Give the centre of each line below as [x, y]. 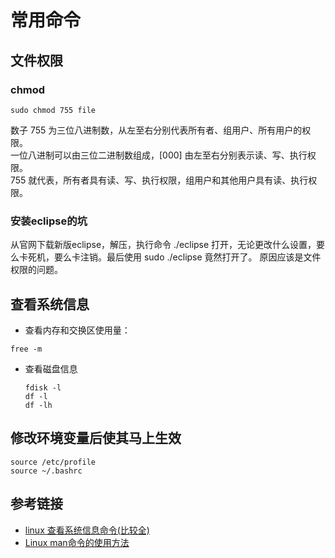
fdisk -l [43, 387]
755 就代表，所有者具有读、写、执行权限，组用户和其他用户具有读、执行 [159, 180]
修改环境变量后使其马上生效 [96, 438]
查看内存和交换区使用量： [77, 330]
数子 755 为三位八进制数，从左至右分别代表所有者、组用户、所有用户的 [156, 130]
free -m [26, 349]
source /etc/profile [53, 462]
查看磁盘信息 [51, 368]
